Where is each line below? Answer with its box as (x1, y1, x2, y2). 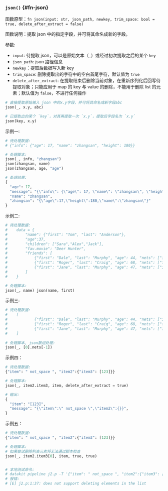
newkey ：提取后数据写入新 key (12, 65, 74, 71)
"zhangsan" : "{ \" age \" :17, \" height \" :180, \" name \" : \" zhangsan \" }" (9, 198, 151, 203)
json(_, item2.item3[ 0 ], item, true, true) (5, 453, 97, 458)
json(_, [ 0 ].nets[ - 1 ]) (5, 345, 52, 350)
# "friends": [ (5, 251, 52, 256)
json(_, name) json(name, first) (5, 288, 75, 293)
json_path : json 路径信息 (12, 59, 63, 65)
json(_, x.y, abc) (5, 105, 43, 110)
